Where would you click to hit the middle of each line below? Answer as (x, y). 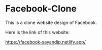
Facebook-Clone (41, 9)
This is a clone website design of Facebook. (51, 22)
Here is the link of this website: (38, 32)
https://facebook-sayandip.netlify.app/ (46, 42)
